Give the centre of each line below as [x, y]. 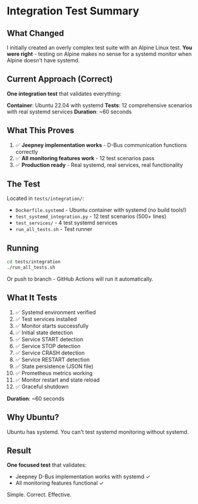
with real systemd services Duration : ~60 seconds [69, 112]
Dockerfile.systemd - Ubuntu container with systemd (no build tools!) [101, 210]
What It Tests [32, 298]
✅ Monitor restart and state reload [58, 380]
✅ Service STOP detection [48, 346]
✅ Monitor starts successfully [52, 326]
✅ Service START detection [49, 339]
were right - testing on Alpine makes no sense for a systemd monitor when [99, 54]
